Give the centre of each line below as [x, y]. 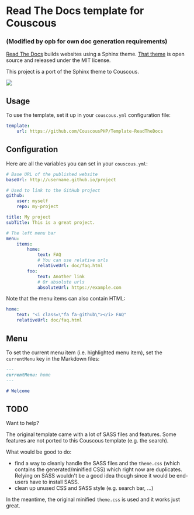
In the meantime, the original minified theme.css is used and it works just [93, 500]
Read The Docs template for [75, 11]
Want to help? [23, 423]
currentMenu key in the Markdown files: [53, 358]
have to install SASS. [54, 482]
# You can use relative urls [73, 260]
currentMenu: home [28, 375]
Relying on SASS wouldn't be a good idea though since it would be [95, 476]
